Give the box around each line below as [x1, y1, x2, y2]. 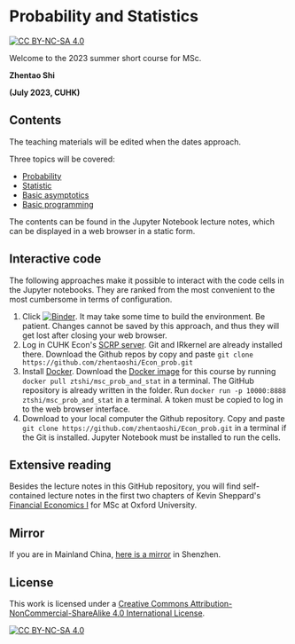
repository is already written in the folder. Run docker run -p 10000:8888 [21, 384, 286, 396]
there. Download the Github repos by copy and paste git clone [21, 349, 254, 359]
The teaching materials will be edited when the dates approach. [9, 136, 242, 147]
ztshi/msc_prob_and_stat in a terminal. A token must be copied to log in [21, 394, 283, 404]
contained [9, 491, 46, 501]
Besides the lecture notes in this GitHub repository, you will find [9, 481, 241, 491]
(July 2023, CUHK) [9, 87, 81, 98]
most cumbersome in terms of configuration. [9, 294, 173, 304]
